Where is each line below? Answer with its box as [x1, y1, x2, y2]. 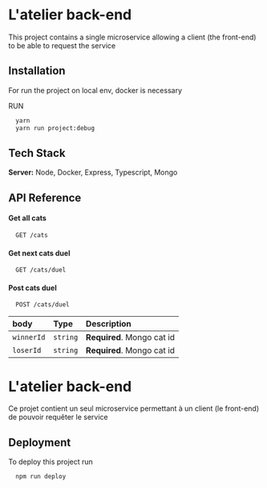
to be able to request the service [8, 40, 116, 50]
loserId [12, 346, 42, 355]
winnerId [12, 333, 46, 342]
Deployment [8, 436, 71, 449]
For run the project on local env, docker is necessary [8, 85, 183, 95]
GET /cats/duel [15, 266, 67, 274]
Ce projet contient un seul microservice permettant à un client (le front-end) [8, 404, 260, 413]
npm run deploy [15, 473, 67, 481]
